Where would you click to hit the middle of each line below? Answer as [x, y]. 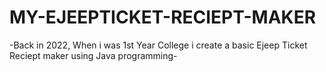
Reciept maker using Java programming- [93, 55]
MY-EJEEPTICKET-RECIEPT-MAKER [163, 17]
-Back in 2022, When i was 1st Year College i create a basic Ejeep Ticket [158, 45]
